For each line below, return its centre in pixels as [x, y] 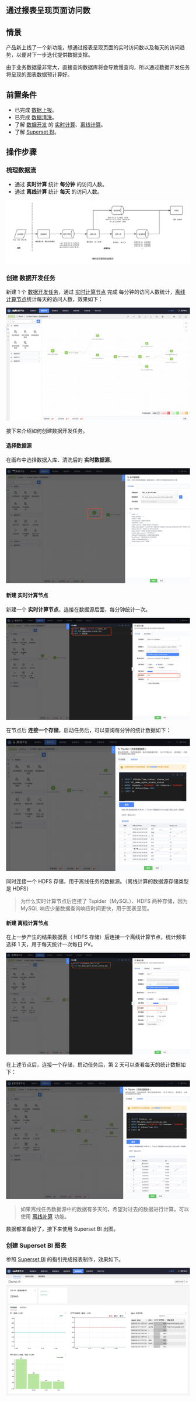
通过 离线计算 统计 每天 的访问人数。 [58, 191]
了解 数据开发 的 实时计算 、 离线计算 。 [60, 125]
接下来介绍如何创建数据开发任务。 [47, 431]
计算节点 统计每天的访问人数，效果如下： [55, 299]
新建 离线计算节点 [27, 923]
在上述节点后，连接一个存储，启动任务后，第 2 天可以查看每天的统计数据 [93, 1065]
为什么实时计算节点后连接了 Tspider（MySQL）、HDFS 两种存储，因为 [104, 901]
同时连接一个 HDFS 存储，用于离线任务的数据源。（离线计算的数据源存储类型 [97, 881]
